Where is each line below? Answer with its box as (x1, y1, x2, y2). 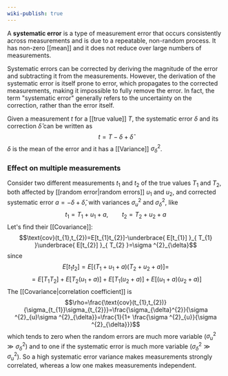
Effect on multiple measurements (7, 164, 121, 172)
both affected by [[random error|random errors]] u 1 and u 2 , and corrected (7, 188, 216, 197)
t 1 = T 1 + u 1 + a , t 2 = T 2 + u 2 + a (65, 210, 167, 221)
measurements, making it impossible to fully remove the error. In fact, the (7, 86, 215, 95)
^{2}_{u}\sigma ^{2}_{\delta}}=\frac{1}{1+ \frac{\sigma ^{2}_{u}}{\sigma (14, 313, 217, 321)
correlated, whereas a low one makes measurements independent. (7, 362, 197, 370)
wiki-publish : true (7, 10, 63, 17)
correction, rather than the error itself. (7, 101, 115, 109)
